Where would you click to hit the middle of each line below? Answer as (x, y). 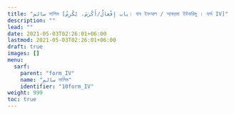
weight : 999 (25, 93)
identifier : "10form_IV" (57, 86)
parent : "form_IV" (47, 73)
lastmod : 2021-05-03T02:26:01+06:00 (62, 40)
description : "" (31, 21)
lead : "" (20, 27)
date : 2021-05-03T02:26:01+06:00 (57, 34)
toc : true (22, 100)
